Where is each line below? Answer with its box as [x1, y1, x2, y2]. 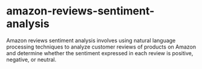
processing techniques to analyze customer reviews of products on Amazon [6, 43, 197, 50]
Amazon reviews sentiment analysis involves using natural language [6, 37, 176, 44]
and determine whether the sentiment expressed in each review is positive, [6, 49, 194, 56]
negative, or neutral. [6, 56, 57, 63]
